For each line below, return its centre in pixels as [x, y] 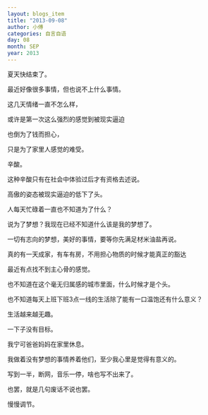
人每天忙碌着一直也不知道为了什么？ [60, 209]
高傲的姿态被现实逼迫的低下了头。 [57, 194]
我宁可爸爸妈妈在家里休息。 [48, 344]
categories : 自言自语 [37, 34]
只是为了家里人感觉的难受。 [48, 149]
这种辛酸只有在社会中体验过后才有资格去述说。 [75, 179]
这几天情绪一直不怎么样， [44, 104]
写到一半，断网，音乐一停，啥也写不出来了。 [72, 374]
